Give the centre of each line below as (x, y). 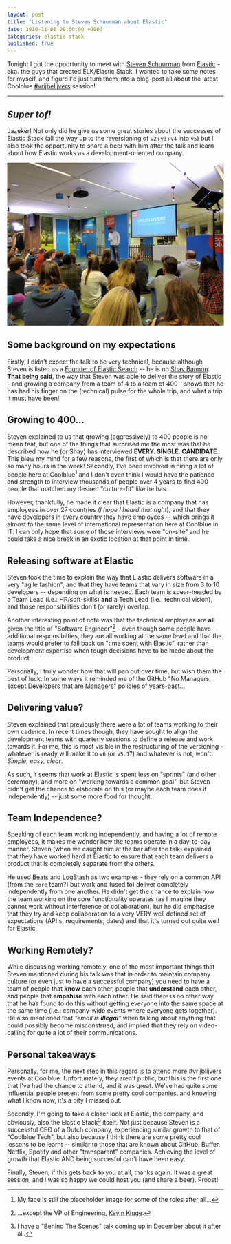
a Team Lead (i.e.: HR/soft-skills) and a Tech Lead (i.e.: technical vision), (110, 600)
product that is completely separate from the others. (81, 864)
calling (16, 1033)
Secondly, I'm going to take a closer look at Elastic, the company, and (106, 1114)
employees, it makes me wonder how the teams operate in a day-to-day (109, 842)
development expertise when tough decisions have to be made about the (111, 650)
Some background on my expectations (92, 345)
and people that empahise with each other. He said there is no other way (111, 996)
